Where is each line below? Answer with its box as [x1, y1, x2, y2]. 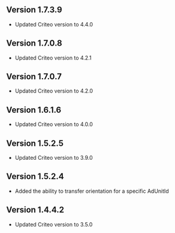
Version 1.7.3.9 [6, 5, 62, 15]
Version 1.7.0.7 [6, 71, 62, 82]
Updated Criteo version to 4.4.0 [14, 20, 93, 28]
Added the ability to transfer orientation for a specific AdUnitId [14, 187, 169, 195]
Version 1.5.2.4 [6, 171, 64, 182]
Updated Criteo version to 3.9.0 [14, 154, 93, 162]
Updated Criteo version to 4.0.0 [14, 121, 93, 128]
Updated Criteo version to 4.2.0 [14, 87, 93, 95]
